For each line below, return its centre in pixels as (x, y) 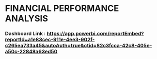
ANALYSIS (27, 18)
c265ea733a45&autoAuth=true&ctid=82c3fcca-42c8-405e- (78, 46)
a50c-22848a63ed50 (31, 52)
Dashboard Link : (25, 34)
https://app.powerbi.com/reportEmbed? (95, 34)
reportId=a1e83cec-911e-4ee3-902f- (50, 40)
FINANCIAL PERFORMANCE (62, 8)
